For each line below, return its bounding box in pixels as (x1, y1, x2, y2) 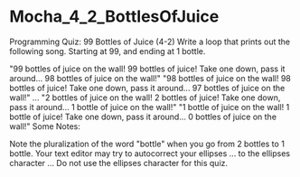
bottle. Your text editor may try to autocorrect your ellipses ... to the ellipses (9, 147, 291, 159)
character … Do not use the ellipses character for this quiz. (9, 157, 229, 168)
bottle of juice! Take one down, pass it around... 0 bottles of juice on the (9, 111, 277, 122)
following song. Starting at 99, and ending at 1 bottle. (9, 45, 206, 56)
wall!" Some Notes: (9, 120, 81, 132)
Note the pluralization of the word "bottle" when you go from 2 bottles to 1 (9, 138, 285, 149)
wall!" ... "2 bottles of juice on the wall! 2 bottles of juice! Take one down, (9, 92, 281, 103)
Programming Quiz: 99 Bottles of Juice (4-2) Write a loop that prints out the (9, 36, 291, 47)
